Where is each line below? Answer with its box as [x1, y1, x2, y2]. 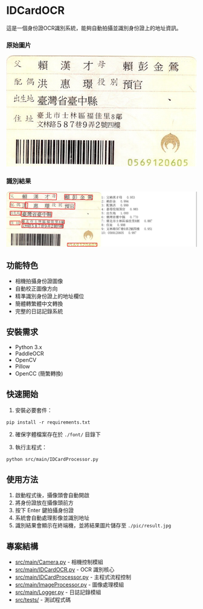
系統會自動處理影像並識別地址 [14, 514, 89, 521]
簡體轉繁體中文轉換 [14, 300, 63, 308]
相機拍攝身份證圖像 [14, 277, 63, 285]
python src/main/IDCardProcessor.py [6, 456, 98, 462]
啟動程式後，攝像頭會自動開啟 [14, 492, 89, 499]
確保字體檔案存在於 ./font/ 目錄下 [14, 430, 101, 438]
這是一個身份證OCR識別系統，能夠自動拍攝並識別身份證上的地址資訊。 [6, 24, 182, 31]
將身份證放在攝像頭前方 [14, 499, 74, 506]
